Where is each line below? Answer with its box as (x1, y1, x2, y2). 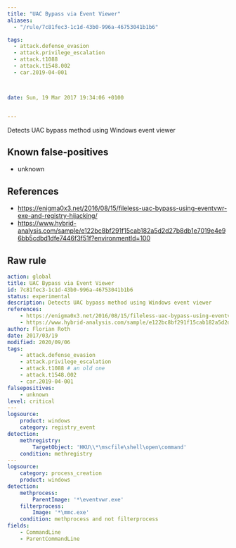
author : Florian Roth (7, 325, 71, 332)
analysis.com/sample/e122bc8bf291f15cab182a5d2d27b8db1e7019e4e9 (17, 226, 226, 235)
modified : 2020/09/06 (7, 339, 71, 346)
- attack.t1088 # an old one (20, 365, 105, 372)
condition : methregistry (20, 450, 93, 457)
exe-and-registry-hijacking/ (17, 212, 98, 220)
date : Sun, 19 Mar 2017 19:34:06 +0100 (7, 94, 124, 101)
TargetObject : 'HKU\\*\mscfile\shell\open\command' (32, 444, 188, 451)
